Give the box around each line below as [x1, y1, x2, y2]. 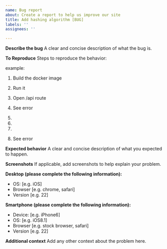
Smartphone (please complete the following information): [5, 202, 131, 208]
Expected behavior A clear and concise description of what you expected [5, 146, 162, 152]
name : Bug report [5, 7, 43, 13]
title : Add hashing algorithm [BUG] [5, 17, 84, 22]
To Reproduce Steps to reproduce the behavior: [5, 55, 107, 62]
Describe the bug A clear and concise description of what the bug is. [5, 45, 152, 51]
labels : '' [5, 22, 29, 27]
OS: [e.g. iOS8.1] [12, 217, 48, 223]
